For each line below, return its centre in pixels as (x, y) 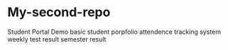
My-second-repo (59, 12)
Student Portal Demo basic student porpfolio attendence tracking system (114, 32)
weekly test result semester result (57, 39)
